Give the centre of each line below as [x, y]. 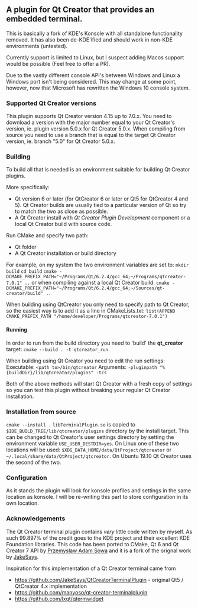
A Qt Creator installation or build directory [65, 253]
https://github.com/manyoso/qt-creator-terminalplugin [81, 592]
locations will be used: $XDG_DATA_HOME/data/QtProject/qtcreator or [89, 450]
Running [17, 330]
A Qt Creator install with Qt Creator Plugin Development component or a [102, 218]
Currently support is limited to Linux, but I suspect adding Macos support [95, 57]
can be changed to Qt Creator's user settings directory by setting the [90, 437]
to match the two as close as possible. [61, 211]
